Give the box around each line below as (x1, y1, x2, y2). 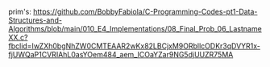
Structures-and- (8, 15, 63, 25)
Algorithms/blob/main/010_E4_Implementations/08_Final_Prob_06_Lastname (8, 24, 262, 33)
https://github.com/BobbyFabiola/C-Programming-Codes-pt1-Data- (33, 7, 258, 16)
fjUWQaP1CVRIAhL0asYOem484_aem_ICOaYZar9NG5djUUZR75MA (8, 50, 234, 59)
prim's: (8, 7, 32, 16)
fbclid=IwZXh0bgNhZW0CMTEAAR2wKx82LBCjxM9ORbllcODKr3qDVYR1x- (8, 41, 260, 51)
